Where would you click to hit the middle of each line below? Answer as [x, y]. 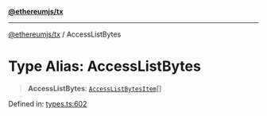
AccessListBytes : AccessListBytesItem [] [95, 88]
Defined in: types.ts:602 [48, 103]
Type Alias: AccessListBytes [104, 66]
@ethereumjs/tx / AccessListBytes [65, 34]
